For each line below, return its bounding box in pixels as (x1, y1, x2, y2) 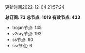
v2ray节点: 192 (12, 31, 42, 36)
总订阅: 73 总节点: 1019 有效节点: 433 (5, 14, 80, 20)
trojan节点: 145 (12, 25, 42, 30)
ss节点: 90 (12, 37, 34, 42)
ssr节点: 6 (12, 43, 33, 48)
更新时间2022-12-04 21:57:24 (5, 4, 65, 10)
